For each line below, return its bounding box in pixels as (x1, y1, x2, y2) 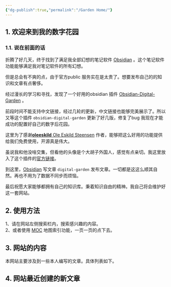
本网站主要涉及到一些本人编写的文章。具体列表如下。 (5, 258, 117, 264)
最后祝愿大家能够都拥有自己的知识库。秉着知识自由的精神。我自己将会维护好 (5, 184, 166, 190)
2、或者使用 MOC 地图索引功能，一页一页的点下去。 (5, 227, 115, 233)
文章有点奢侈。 (14, 80, 46, 87)
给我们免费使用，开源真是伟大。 (5, 138, 72, 144)
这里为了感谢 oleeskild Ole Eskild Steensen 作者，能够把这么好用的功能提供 (5, 132, 163, 138)
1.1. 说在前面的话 (5, 44, 46, 51)
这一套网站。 (5, 190, 32, 196)
